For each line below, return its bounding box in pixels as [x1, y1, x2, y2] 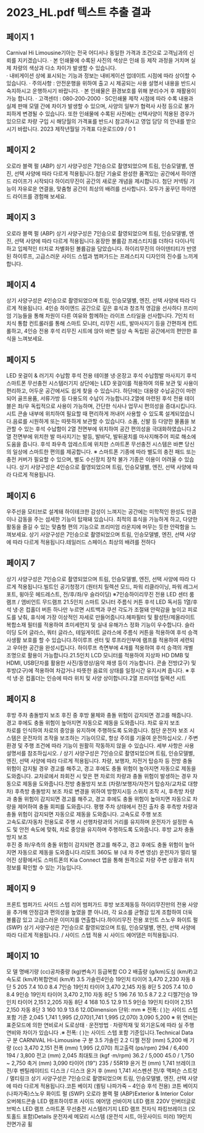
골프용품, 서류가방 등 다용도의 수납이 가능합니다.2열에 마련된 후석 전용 [17, 395, 184, 402]
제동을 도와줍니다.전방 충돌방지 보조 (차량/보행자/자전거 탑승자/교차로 [22, 780, 187, 787]
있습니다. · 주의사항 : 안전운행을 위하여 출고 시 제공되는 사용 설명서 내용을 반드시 [6, 80, 196, 87]
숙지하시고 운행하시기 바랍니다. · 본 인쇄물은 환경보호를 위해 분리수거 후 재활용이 [6, 87, 197, 95]
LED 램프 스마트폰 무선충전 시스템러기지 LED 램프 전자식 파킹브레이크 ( [22, 1105, 191, 1113]
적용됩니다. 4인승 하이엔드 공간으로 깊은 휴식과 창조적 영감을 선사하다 [17, 304, 182, 312]
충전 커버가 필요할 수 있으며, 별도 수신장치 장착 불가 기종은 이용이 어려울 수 [6, 456, 183, 463]
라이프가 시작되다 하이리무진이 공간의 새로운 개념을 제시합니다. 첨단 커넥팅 [12, 177, 189, 185]
